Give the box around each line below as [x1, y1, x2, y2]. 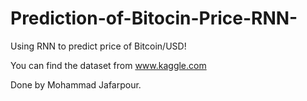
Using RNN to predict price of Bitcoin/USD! [10, 40, 187, 52]
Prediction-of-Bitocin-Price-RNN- [10, 7, 298, 30]
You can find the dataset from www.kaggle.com [10, 59, 207, 71]
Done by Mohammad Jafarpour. [10, 78, 142, 91]
